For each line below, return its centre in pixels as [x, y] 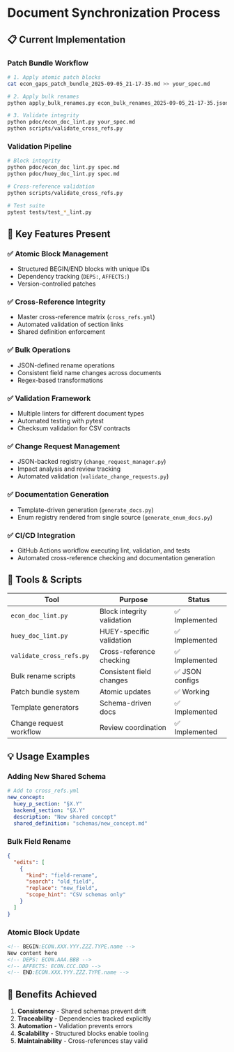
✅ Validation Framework [49, 398]
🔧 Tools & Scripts [45, 580]
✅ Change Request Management [64, 446]
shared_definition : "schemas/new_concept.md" [81, 823]
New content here [32, 953]
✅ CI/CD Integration [41, 535]
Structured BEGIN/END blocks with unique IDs [84, 269]
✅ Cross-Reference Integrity [56, 302]
